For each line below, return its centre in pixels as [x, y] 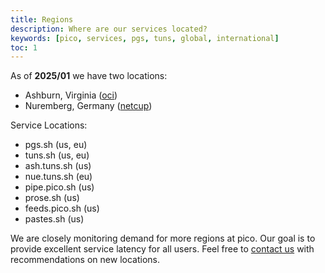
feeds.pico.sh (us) [62, 208]
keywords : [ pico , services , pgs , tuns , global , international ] [145, 38]
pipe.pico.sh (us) [59, 187]
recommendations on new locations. [85, 260]
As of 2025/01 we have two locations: [89, 76]
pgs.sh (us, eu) [56, 145]
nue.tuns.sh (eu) [58, 177]
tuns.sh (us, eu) [57, 155]
